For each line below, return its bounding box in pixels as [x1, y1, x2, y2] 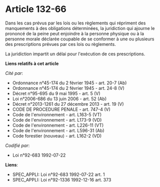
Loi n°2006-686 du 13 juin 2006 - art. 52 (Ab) [12, 96, 107, 102]
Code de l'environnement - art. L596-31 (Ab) [12, 127, 104, 133]
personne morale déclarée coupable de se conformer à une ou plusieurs [5, 36, 154, 42]
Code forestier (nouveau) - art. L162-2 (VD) [12, 133, 102, 139]
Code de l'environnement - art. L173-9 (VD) [12, 117, 102, 123]
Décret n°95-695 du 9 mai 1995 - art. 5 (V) [12, 90, 101, 96]
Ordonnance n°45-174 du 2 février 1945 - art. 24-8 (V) [12, 85, 125, 91]
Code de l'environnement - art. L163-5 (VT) [12, 111, 102, 118]
